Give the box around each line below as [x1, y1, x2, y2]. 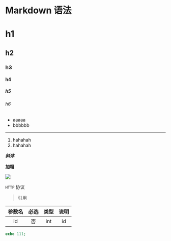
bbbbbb [12, 122, 30, 128]
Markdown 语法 [5, 5, 72, 16]
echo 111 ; [5, 231, 26, 236]
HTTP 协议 [5, 184, 25, 190]
